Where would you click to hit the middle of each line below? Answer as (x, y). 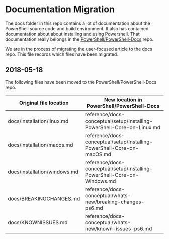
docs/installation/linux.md (38, 121)
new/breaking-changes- (115, 202)
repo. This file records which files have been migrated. (62, 54)
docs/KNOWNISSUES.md (38, 222)
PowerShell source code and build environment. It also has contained (77, 28)
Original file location (44, 103)
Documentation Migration (60, 9)
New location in (123, 100)
